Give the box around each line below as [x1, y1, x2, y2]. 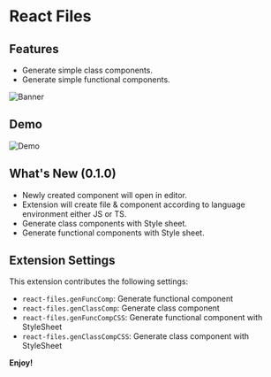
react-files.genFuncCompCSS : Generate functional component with [21, 312, 263, 323]
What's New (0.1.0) [9, 166, 117, 181]
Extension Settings [9, 253, 116, 268]
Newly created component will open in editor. [21, 189, 188, 200]
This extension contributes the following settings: [9, 276, 188, 287]
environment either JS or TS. [21, 208, 127, 219]
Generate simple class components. [21, 65, 153, 75]
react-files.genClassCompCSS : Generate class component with [21, 331, 250, 342]
